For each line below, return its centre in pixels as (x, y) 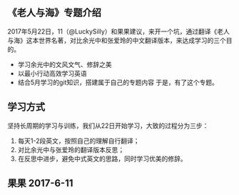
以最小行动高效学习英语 (52, 73)
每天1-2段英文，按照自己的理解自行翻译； (78, 141)
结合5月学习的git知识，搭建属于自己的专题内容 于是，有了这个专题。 (118, 82)
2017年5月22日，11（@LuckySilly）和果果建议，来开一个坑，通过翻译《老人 (119, 31)
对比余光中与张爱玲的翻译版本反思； (71, 149)
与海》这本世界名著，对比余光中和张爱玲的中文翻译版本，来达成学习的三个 (117, 40)
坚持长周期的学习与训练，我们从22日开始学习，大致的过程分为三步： (108, 125)
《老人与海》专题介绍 (54, 13)
